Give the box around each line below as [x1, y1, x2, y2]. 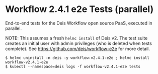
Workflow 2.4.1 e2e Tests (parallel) [5, 3, 154, 15]
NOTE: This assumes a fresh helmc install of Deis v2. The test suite [5, 35, 148, 41]
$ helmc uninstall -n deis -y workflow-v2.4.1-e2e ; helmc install [5, 55, 150, 60]
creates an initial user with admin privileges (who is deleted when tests [5, 40, 152, 46]
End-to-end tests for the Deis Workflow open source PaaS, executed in [5, 20, 152, 26]
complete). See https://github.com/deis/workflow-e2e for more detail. [5, 45, 150, 51]
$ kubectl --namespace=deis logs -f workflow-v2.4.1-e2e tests [5, 64, 141, 69]
